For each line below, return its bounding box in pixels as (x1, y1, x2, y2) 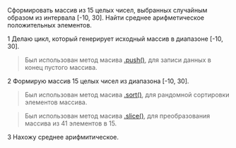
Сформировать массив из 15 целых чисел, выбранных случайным (7, 6, 208, 14)
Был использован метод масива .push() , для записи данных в (24, 56, 212, 64)
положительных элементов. (7, 21, 92, 29)
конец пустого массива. (24, 63, 98, 71)
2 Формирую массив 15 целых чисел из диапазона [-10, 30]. (7, 77, 189, 85)
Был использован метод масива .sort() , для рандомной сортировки (24, 91, 230, 99)
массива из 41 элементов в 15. (24, 119, 117, 128)
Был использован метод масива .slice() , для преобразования (24, 112, 211, 120)
